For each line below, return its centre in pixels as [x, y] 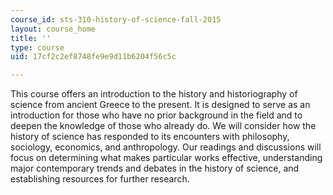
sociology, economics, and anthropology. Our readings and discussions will [166, 147]
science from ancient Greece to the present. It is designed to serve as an [160, 105]
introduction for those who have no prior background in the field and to [156, 115]
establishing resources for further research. [100, 179]
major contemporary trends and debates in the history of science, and [155, 168]
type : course [37, 47]
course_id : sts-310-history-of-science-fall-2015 [116, 19]
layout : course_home [53, 29]
